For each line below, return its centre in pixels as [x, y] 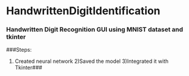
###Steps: [19, 50]
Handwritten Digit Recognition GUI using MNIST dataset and [94, 30]
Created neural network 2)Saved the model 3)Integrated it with [92, 61]
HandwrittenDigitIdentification [83, 11]
